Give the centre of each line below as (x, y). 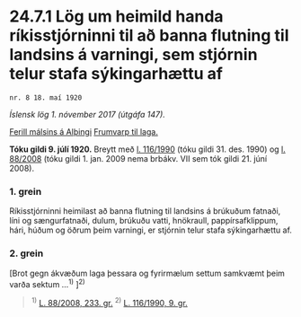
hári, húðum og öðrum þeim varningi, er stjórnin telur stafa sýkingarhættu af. (150, 230)
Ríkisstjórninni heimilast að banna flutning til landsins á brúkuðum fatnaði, (145, 211)
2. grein (27, 253)
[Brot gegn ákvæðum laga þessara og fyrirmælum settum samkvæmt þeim (147, 273)
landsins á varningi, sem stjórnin (133, 55)
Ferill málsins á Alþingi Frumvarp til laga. (84, 131)
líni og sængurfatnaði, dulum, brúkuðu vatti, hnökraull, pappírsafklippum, (144, 221)
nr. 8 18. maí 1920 (46, 97)
